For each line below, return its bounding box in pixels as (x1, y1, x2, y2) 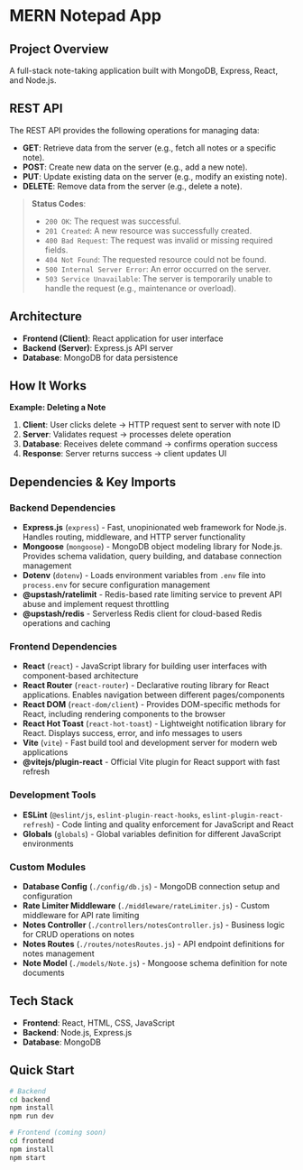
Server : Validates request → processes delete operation (22, 429, 232, 440)
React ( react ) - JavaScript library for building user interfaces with (22, 660, 268, 672)
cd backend (9, 1095, 50, 1104)
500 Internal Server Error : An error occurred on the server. (44, 263, 271, 274)
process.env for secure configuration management (22, 579, 210, 591)
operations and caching (22, 618, 111, 629)
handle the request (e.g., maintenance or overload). (44, 282, 237, 293)
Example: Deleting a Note (9, 402, 106, 413)
